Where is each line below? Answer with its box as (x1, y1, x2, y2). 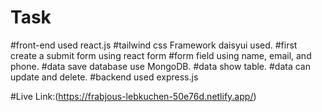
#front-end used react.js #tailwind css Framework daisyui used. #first (10, 39, 298, 51)
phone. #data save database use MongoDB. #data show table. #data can (10, 60, 312, 72)
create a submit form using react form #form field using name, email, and (10, 49, 312, 61)
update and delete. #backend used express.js (10, 71, 199, 83)
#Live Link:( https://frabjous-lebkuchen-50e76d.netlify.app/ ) (10, 90, 257, 102)
